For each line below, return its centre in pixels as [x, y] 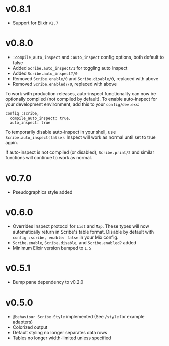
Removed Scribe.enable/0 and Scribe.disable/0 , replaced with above [86, 78]
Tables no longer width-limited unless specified [62, 338]
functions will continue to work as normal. [49, 157]
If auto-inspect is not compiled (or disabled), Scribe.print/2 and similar [80, 152]
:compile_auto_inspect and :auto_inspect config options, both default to [88, 57]
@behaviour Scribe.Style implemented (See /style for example [78, 316]
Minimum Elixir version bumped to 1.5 [52, 248]
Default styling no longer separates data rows [60, 332]
